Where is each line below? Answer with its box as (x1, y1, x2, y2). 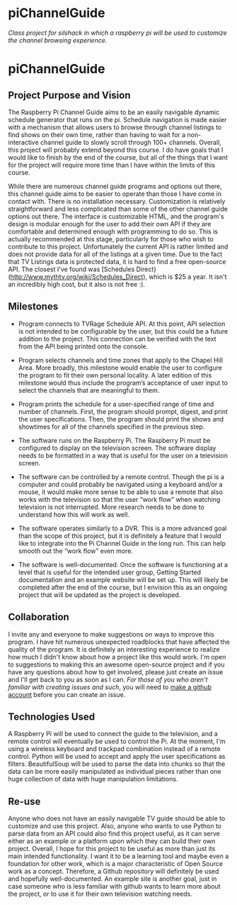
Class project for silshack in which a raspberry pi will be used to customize (8, 28, 227, 37)
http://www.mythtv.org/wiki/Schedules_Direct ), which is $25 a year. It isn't (10, 272, 227, 281)
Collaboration (8, 611, 69, 623)
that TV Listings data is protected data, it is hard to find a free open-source (8, 257, 226, 265)
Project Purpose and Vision (8, 89, 131, 101)
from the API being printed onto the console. (18, 342, 148, 351)
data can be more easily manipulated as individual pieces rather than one (8, 767, 221, 776)
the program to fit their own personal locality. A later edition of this (18, 371, 212, 379)
